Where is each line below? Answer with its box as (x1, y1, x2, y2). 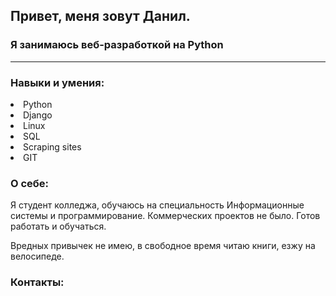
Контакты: (10, 275, 65, 289)
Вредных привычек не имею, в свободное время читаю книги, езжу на (10, 240, 316, 252)
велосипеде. (10, 250, 65, 263)
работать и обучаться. (10, 220, 107, 233)
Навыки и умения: (10, 75, 105, 89)
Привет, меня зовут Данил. (10, 8, 191, 25)
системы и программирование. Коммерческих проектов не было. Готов (10, 210, 321, 222)
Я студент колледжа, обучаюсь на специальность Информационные (10, 199, 305, 211)
